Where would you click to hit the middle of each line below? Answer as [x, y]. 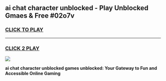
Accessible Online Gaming [33, 73]
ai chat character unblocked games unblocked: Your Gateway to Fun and [81, 68]
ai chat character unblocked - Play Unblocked [77, 8]
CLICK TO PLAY [24, 30]
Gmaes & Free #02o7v [40, 16]
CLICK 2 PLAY [22, 48]
